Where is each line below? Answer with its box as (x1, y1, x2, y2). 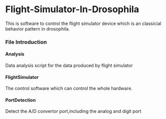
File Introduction (5, 38, 47, 45)
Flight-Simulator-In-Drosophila (5, 4, 139, 15)
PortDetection (5, 97, 36, 103)
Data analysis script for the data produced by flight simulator (5, 63, 133, 69)
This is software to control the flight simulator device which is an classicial (5, 20, 162, 26)
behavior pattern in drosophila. (5, 25, 70, 32)
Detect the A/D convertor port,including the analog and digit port (5, 108, 141, 114)
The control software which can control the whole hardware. (5, 85, 133, 92)
